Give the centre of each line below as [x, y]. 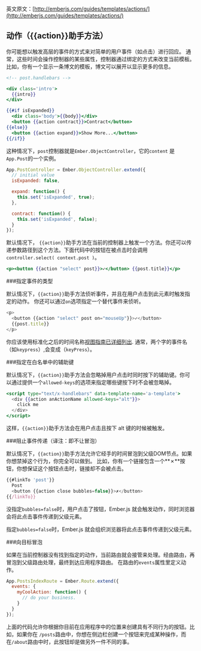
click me [28, 405]
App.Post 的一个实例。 [33, 158]
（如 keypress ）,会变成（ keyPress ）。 [51, 349]
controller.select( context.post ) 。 [53, 257]
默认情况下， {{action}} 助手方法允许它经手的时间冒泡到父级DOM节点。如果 [99, 454]
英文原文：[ [20, 9]
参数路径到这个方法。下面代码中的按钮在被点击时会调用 [79, 250]
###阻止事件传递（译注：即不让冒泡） [53, 441]
